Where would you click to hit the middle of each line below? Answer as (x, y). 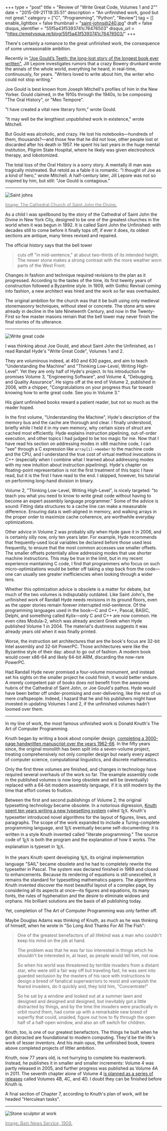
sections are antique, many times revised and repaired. (61, 236)
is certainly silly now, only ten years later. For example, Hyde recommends (81, 537)
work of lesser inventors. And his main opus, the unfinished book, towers (80, 1043)
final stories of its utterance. (34, 322)
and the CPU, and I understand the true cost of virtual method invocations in (83, 454)
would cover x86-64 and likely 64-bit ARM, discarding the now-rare (75, 657)
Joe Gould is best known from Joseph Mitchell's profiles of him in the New (82, 89)
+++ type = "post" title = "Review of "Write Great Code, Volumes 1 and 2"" (82, 7)
